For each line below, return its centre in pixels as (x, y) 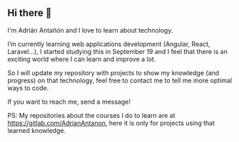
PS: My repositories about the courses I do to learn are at (91, 115)
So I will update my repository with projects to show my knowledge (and (113, 72)
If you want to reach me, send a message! (69, 102)
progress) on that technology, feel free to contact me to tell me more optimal (120, 80)
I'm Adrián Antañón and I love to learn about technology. (90, 30)
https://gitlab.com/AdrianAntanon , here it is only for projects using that (111, 123)
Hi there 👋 (30, 13)
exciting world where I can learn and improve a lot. (82, 59)
